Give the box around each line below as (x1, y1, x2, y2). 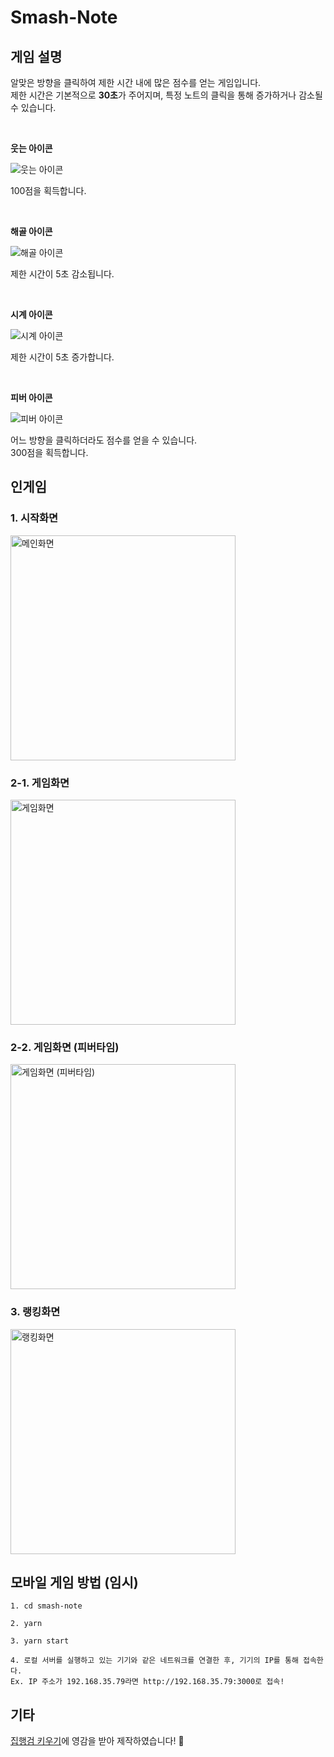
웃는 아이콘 (10, 142, 53, 154)
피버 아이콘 (10, 392, 53, 403)
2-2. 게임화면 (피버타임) (10, 1040, 120, 1054)
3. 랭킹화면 (10, 1305, 61, 1319)
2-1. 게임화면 (10, 776, 70, 790)
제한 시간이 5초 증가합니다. (10, 351, 115, 363)
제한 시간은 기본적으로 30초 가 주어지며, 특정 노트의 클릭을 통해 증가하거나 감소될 (10, 89, 323, 101)
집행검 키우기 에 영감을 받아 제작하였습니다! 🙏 (10, 1735, 185, 1747)
